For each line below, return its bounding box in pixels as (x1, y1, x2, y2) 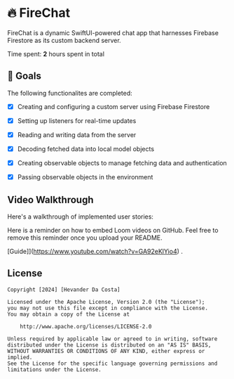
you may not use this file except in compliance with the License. (7, 304, 209, 311)
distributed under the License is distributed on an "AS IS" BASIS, (7, 341, 212, 349)
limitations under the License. (7, 366, 102, 373)
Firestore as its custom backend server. (7, 36, 121, 44)
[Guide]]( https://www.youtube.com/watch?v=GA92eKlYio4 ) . (7, 247, 184, 255)
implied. (7, 354, 33, 361)
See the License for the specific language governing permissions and (7, 360, 218, 367)
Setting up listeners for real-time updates (17, 116, 137, 124)
